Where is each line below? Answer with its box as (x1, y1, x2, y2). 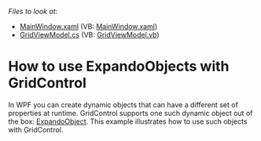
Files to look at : (8, 7, 58, 16)
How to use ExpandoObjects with (8, 58, 230, 75)
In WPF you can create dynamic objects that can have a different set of (8, 99, 238, 109)
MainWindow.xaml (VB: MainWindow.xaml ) (19, 22, 158, 31)
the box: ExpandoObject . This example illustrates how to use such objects (8, 117, 248, 126)
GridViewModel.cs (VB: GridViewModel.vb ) (19, 31, 160, 39)
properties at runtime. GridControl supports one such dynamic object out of (8, 108, 253, 117)
